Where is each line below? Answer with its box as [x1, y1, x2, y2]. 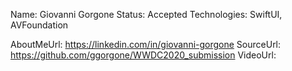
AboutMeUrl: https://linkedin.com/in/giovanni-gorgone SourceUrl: [10, 39, 282, 50]
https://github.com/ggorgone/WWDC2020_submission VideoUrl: [10, 49, 277, 61]
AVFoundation [10, 19, 69, 31]
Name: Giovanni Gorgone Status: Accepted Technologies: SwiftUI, [10, 9, 283, 20]
